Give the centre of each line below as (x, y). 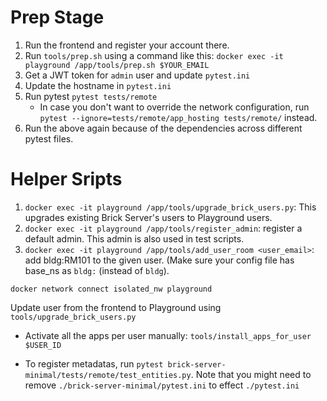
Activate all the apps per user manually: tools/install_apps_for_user (168, 335)
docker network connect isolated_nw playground (111, 289)
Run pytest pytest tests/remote (91, 96)
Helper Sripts (66, 179)
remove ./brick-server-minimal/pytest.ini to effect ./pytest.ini (162, 385)
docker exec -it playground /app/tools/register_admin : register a (163, 228)
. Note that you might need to (251, 374)
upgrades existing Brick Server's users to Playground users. (148, 217)
